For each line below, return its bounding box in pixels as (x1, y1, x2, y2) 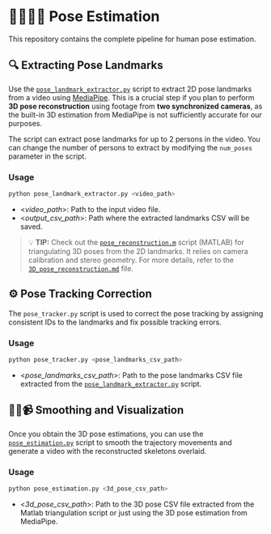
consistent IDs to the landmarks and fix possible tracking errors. (8, 317, 222, 327)
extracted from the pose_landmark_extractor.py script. (19, 379, 202, 388)
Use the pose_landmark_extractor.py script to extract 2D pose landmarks (8, 84, 252, 94)
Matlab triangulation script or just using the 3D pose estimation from (19, 507, 248, 517)
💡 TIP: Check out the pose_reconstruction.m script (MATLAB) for (28, 237, 244, 247)
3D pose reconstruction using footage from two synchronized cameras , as (8, 101, 263, 111)
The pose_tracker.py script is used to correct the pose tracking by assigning (8, 308, 264, 318)
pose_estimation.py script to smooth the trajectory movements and (8, 437, 232, 447)
